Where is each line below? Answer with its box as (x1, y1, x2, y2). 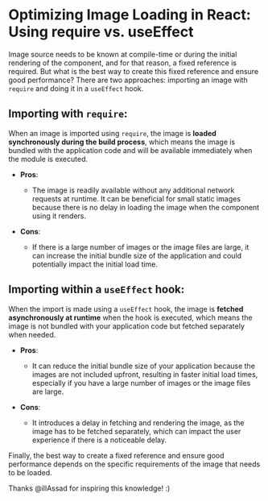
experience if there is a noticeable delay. (31, 435, 167, 445)
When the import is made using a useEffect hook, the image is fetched (8, 304, 244, 313)
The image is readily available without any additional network (31, 185, 235, 195)
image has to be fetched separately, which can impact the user (31, 426, 241, 436)
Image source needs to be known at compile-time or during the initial (8, 49, 237, 59)
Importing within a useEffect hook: (8, 283, 185, 296)
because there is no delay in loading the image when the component (31, 202, 260, 212)
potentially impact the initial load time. (31, 259, 159, 269)
